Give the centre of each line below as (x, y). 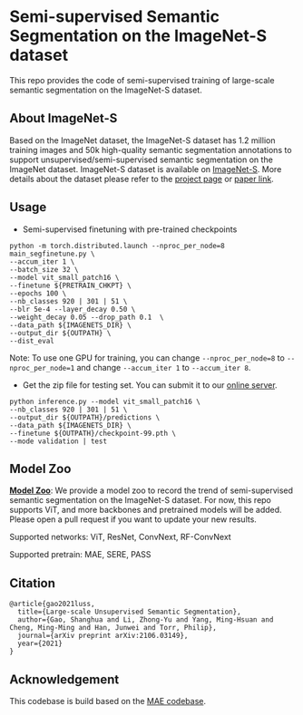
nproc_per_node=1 (42, 368)
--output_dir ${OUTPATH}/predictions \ (85, 417)
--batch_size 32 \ (44, 269)
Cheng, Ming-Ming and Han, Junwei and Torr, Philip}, (113, 628)
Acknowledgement (64, 679)
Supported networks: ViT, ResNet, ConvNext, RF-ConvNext (120, 537)
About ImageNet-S (64, 118)
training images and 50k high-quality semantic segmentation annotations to (151, 150)
